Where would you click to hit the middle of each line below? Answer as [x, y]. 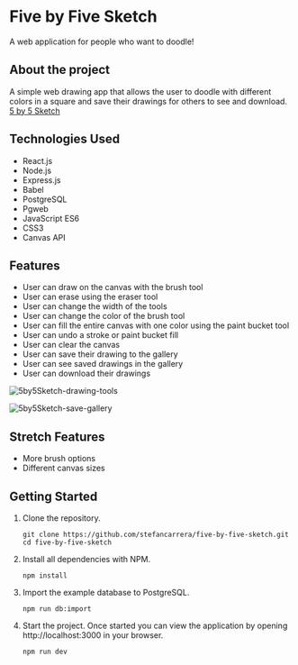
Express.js [41, 180]
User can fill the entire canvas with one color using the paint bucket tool [156, 325]
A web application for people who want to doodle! [102, 41]
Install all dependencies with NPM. [86, 559]
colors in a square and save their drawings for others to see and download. [149, 101]
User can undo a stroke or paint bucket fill [100, 335]
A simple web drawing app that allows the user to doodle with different [140, 91]
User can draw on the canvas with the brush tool [113, 287]
